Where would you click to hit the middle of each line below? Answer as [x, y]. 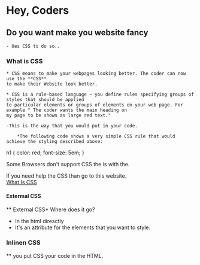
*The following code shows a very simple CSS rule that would [96, 136]
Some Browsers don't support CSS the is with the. [68, 165]
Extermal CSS [24, 196]
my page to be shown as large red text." [59, 115]
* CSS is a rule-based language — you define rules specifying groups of [100, 95]
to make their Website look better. [52, 84]
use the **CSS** [26, 79]
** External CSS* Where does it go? [51, 209]
